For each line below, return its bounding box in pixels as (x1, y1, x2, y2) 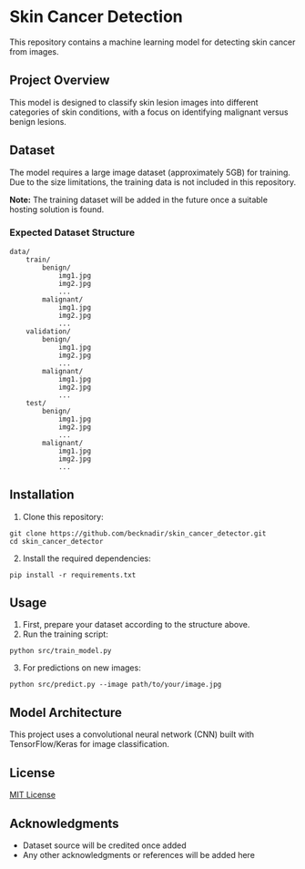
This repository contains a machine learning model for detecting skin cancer (9, 36, 296, 47)
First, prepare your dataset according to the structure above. (22, 619, 250, 630)
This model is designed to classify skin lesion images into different (9, 97, 259, 107)
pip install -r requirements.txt (9, 570, 137, 579)
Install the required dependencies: (22, 553, 152, 564)
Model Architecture (9, 704, 123, 721)
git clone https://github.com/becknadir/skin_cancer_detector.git (9, 528, 267, 538)
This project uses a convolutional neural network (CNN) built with (9, 729, 255, 740)
